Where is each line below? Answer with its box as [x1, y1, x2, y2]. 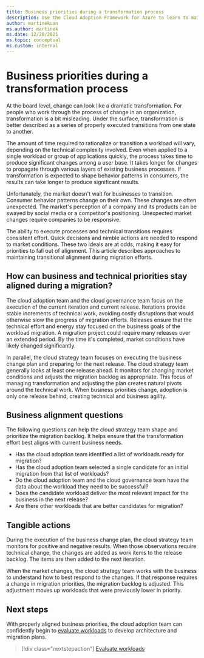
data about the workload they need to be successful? [15, 483, 149, 490]
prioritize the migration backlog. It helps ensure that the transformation [6, 433, 184, 440]
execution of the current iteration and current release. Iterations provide [6, 303, 186, 310]
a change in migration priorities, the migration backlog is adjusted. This [6, 580, 184, 588]
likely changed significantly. [6, 341, 76, 349]
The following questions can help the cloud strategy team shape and [6, 426, 178, 433]
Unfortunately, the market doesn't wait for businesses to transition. [6, 190, 174, 197]
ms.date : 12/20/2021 [6, 32, 59, 38]
